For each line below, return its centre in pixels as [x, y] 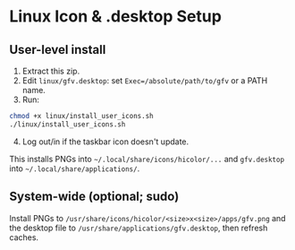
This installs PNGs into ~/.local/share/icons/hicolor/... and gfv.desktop [147, 159]
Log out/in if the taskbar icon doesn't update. [105, 142]
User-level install [58, 50]
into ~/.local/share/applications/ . [75, 168]
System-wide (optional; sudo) [94, 197]
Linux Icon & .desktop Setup [115, 17]
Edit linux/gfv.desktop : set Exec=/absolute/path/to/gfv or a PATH [145, 81]
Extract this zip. [51, 71]
